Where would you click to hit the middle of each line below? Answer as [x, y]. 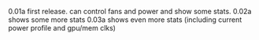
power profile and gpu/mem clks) [62, 28]
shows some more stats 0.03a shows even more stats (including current [125, 20]
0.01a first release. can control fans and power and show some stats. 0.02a [130, 11]
